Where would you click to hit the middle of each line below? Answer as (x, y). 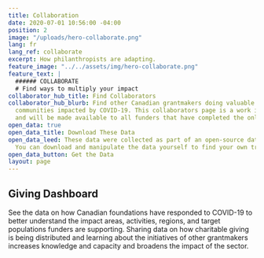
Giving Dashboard (53, 193)
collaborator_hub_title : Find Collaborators (82, 96)
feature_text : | (35, 74)
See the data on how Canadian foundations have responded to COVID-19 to (130, 212)
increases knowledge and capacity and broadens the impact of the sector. (128, 245)
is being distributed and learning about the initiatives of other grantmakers (128, 238)
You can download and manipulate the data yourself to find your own (131, 147)
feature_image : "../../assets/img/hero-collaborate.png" (103, 67)
